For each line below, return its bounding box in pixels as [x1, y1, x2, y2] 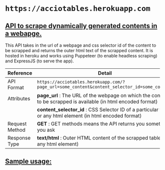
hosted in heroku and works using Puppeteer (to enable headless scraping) [5, 53, 158, 58]
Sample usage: [5, 157, 52, 166]
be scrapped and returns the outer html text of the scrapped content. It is [5, 48, 153, 53]
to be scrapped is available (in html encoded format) [36, 98, 158, 105]
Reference [7, 70, 32, 76]
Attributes [7, 95, 30, 102]
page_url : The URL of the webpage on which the [36, 92, 151, 99]
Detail [98, 70, 112, 76]
